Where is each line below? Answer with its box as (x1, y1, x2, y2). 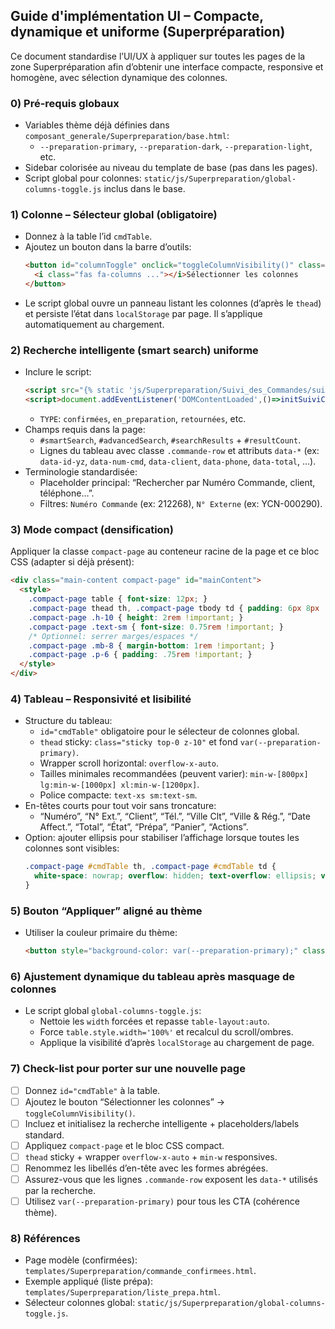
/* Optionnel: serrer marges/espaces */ (28, 631, 199, 641)
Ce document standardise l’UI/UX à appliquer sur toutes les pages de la (10, 50, 306, 62)
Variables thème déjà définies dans (24, 119, 170, 131)
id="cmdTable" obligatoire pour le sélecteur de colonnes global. (39, 725, 300, 738)
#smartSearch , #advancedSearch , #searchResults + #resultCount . (39, 434, 302, 446)
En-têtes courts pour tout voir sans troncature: (24, 800, 217, 812)
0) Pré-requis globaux (10, 96, 120, 110)
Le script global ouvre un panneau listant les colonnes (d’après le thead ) (24, 297, 322, 309)
